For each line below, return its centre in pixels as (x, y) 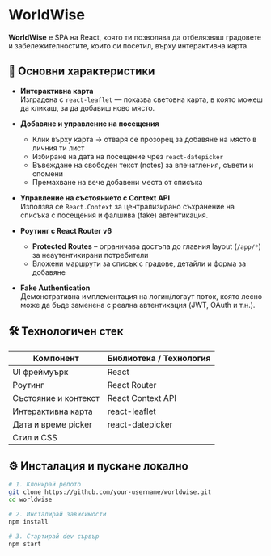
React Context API (142, 398)
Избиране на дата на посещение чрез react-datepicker (128, 156)
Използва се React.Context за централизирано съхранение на (127, 206)
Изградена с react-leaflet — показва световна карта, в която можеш (141, 99)
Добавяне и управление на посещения (89, 124)
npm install (28, 522)
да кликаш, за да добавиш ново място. (87, 107)
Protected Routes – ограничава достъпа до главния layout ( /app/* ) (146, 246)
